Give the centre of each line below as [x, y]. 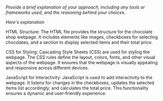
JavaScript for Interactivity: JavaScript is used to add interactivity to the [79, 77]
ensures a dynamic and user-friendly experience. [56, 93]
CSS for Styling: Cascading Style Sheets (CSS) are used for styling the [78, 52]
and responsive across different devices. [47, 68]
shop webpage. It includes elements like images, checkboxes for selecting [82, 37]
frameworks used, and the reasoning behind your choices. [66, 12]
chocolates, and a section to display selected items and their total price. [79, 42]
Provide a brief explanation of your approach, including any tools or [75, 7]
